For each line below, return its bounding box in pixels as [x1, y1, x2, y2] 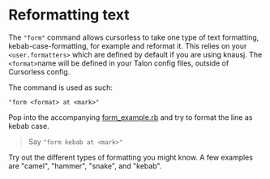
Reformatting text [8, 6, 130, 24]
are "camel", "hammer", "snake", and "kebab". [8, 160, 162, 171]
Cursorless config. [8, 66, 71, 76]
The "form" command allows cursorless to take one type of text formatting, [8, 32, 259, 42]
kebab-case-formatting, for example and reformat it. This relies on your [8, 40, 247, 50]
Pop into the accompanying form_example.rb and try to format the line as [8, 112, 253, 122]
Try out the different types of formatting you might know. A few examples [8, 152, 254, 162]
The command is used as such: [8, 83, 114, 92]
